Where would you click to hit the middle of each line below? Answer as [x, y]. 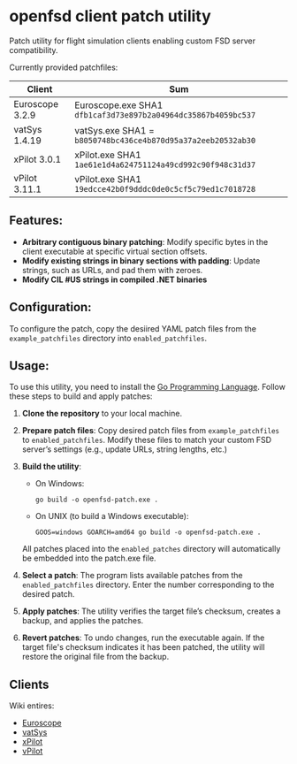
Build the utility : [52, 467]
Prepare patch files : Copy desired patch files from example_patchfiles [151, 431]
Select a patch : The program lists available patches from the [132, 576]
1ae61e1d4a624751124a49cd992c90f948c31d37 [165, 164]
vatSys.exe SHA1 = [114, 130]
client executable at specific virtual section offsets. [114, 251]
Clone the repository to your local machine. [102, 414]
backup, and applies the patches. [83, 621]
